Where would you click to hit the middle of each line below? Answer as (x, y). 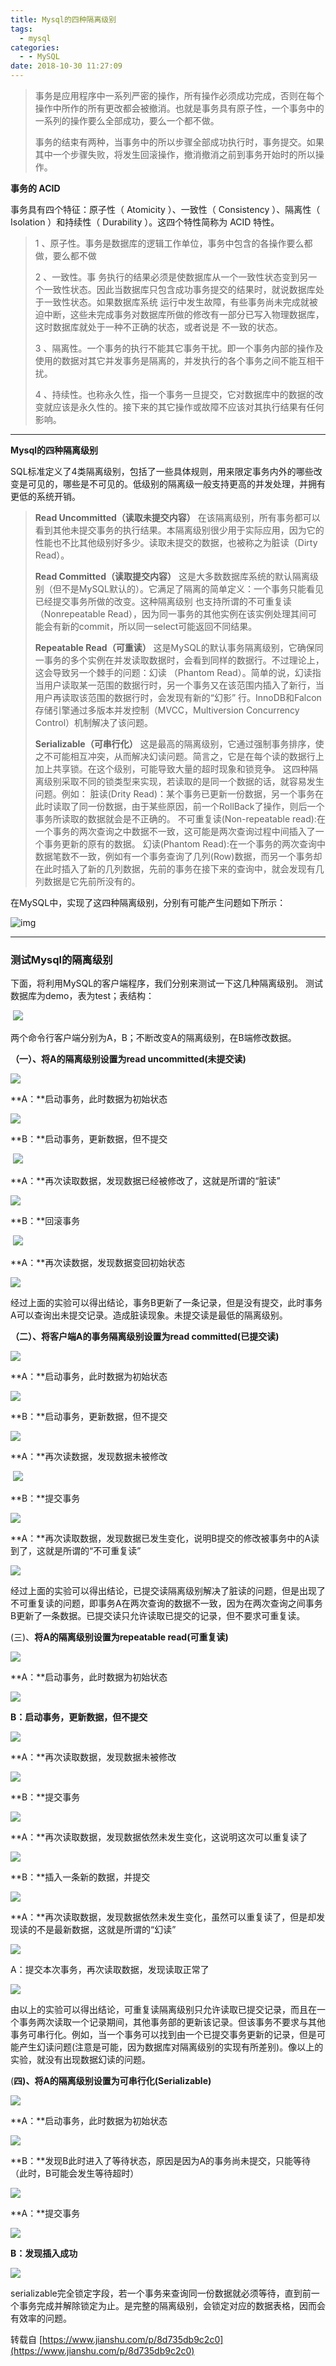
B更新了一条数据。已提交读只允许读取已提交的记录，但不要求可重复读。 (158, 1616)
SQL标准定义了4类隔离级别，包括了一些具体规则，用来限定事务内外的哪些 (162, 471)
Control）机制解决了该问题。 (94, 722)
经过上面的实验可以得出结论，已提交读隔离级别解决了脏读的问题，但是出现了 (168, 1591)
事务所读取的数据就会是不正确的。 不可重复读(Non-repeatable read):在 (180, 819)
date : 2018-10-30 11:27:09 (66, 66)
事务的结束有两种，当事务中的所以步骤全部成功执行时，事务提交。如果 (179, 142)
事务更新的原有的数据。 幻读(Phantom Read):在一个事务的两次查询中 (184, 844)
